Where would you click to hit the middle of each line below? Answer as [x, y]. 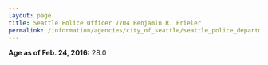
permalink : [26, 30]
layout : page [30, 15]
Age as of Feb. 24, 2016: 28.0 [57, 53]
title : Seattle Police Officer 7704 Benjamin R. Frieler [105, 23]
